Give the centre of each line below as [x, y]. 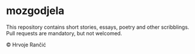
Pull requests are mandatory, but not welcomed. [64, 33]
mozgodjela [35, 11]
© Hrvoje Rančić [26, 45]
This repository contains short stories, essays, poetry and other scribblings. [98, 27]
